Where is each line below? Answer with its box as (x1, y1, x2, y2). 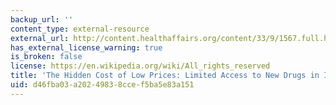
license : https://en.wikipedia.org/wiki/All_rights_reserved (10, 61, 271, 71)
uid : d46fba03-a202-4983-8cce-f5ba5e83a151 (10, 80, 195, 90)
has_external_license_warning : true (10, 42, 163, 53)
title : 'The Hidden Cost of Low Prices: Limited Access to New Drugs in (10, 71, 320, 81)
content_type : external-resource (10, 24, 150, 34)
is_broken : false (10, 52, 83, 62)
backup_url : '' (10, 14, 74, 25)
